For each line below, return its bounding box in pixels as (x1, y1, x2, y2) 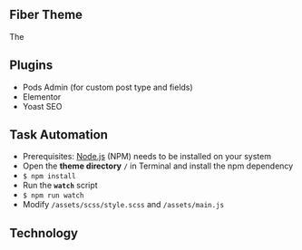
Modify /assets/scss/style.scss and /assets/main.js (22, 199, 225, 210)
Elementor (22, 91, 62, 102)
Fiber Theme (9, 7, 83, 23)
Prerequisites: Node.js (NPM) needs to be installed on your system (22, 151, 272, 162)
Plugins (9, 58, 54, 73)
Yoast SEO (22, 101, 63, 111)
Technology (9, 226, 79, 241)
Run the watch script (22, 180, 98, 191)
